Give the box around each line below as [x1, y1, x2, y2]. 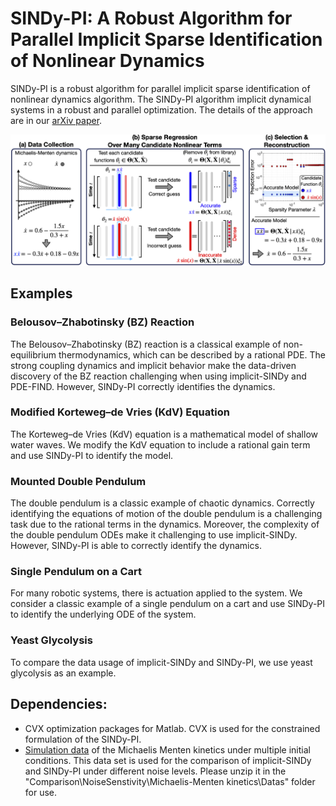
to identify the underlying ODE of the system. [10, 608, 197, 621]
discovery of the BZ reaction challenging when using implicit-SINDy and [10, 370, 307, 382]
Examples [10, 285, 73, 302]
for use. [24, 786, 58, 798]
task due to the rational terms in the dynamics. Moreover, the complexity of [10, 518, 320, 531]
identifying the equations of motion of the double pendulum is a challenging [10, 508, 323, 520]
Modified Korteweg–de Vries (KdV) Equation [10, 405, 230, 419]
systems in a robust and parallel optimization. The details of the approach [10, 103, 313, 116]
